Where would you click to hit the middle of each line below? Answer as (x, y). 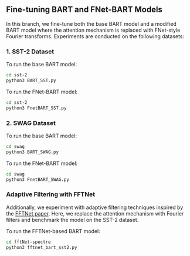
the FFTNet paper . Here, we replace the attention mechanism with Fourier (95, 213)
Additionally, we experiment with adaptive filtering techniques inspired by (95, 207)
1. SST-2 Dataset (30, 51)
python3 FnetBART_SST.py (36, 108)
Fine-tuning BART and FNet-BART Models (84, 10)
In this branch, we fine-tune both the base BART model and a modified (91, 23)
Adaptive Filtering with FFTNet (51, 194)
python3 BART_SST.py (31, 80)
